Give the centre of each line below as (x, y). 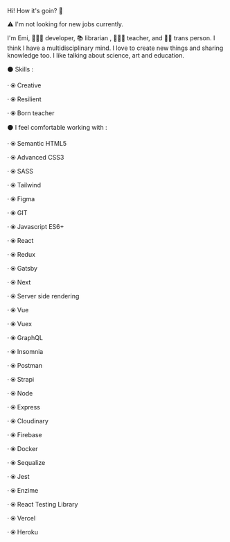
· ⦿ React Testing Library (43, 504)
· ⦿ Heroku (23, 532)
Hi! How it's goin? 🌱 (35, 11)
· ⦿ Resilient (24, 99)
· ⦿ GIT (17, 213)
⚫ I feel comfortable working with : (57, 127)
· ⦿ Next (19, 282)
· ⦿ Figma (21, 199)
